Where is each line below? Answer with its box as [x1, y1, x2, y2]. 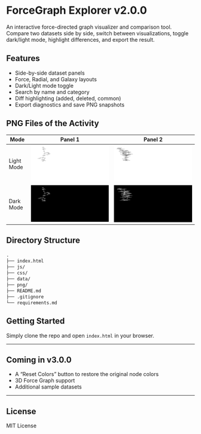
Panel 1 [60, 136, 80, 143]
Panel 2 [143, 136, 163, 143]
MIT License [6, 422, 37, 429]
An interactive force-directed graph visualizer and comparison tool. [6, 23, 172, 30]
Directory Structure [6, 236, 81, 246]
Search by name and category [14, 88, 90, 96]
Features [6, 53, 40, 63]
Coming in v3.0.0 [6, 355, 72, 365]
